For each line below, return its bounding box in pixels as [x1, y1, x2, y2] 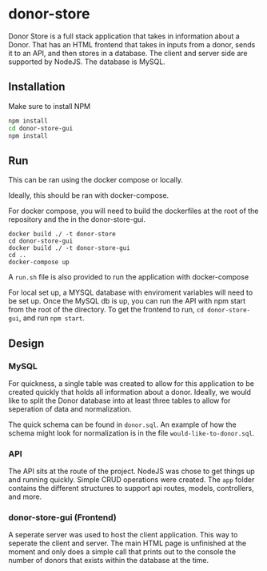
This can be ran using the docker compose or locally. [8, 175, 184, 185]
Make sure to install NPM [8, 101, 90, 111]
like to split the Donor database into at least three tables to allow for [8, 396, 231, 405]
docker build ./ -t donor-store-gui [8, 244, 130, 252]
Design [8, 336, 45, 350]
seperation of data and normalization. [8, 404, 132, 413]
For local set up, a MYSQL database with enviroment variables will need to [8, 288, 253, 297]
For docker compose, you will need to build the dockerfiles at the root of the [8, 206, 259, 216]
